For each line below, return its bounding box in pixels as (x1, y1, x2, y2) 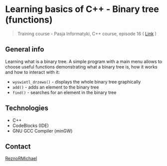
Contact (5, 142, 31, 150)
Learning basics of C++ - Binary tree (5, 3, 160, 15)
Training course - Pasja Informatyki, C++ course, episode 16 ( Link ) (17, 30, 157, 36)
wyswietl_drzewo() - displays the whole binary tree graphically (12, 78, 141, 84)
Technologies (5, 104, 49, 112)
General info (5, 45, 44, 53)
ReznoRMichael (5, 155, 37, 161)
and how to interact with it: (5, 69, 60, 75)
